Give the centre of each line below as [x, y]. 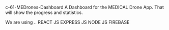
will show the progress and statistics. [44, 12]
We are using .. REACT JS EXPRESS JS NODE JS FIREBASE [67, 22]
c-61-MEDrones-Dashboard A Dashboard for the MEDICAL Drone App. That [85, 7]
